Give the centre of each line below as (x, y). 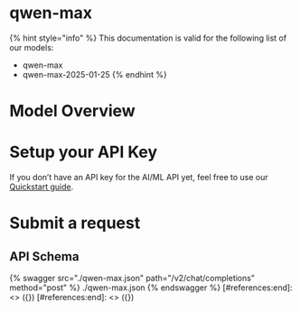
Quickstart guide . (42, 187)
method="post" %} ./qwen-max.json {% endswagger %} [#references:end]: (151, 288)
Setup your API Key (84, 152)
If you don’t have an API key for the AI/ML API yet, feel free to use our (139, 178)
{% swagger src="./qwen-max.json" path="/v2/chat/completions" (132, 279)
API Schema (44, 256)
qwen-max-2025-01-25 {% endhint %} (94, 74)
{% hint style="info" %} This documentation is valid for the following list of (148, 38)
